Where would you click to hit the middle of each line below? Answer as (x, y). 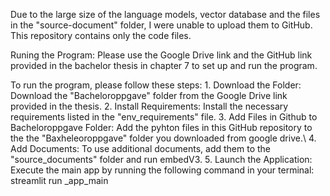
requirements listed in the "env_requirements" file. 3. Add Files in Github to (164, 117)
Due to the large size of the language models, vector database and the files (165, 14)
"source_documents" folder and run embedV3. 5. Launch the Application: (161, 159)
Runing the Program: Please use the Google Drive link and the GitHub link (161, 55)
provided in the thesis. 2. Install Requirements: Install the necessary (149, 106)
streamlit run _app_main (59, 180)
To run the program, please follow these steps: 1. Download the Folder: (156, 85)
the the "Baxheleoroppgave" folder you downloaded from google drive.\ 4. (163, 138)
